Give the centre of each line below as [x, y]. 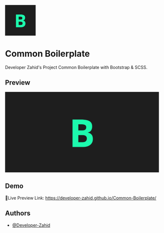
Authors [18, 213]
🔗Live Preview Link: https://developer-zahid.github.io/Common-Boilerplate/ [81, 198]
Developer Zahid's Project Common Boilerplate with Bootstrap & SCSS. [76, 67]
